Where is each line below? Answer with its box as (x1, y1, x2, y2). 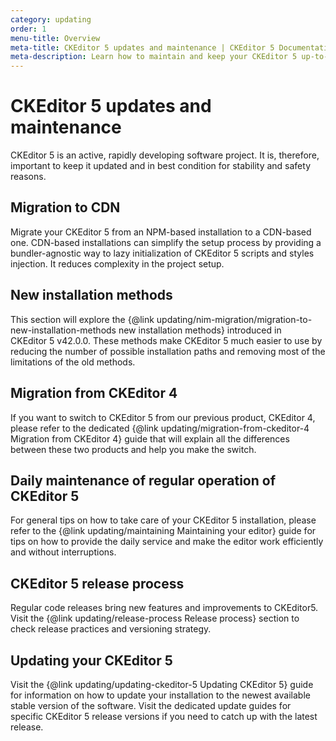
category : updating (10, 14, 92, 25)
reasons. (10, 171, 47, 183)
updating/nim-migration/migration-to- (156, 313, 313, 325)
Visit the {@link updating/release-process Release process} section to (10, 612, 300, 625)
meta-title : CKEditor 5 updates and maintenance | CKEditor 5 (10, 42, 275, 53)
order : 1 (10, 24, 47, 34)
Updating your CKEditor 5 (10, 652, 173, 669)
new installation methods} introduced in (118, 324, 282, 336)
